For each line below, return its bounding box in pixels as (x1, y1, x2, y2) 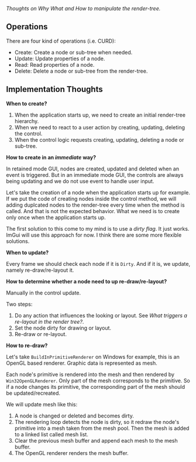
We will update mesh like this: (6, 401, 78, 408)
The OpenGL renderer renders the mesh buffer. (14, 449, 129, 456)
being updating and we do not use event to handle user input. (6, 177, 154, 184)
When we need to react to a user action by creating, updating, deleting (14, 124, 185, 131)
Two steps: (6, 300, 33, 307)
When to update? (6, 249, 49, 256)
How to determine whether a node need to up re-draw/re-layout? (6, 278, 167, 285)
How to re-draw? (6, 342, 48, 349)
